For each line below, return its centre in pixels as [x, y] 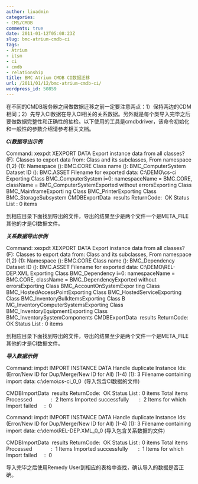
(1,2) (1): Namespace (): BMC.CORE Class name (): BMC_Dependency [91, 260]
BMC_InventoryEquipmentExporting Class [57, 311]
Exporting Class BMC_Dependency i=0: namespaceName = [103, 273]
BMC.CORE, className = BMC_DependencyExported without [81, 279]
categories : [21, 17]
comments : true [25, 28]
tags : [13, 45]
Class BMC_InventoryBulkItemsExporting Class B [66, 298]
